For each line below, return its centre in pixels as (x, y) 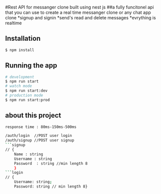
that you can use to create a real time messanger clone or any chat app (78, 12)
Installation (23, 38)
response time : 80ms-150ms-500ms (41, 127)
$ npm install (20, 50)
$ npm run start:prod (28, 100)
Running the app (31, 66)
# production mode (24, 95)
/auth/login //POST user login (39, 136)
